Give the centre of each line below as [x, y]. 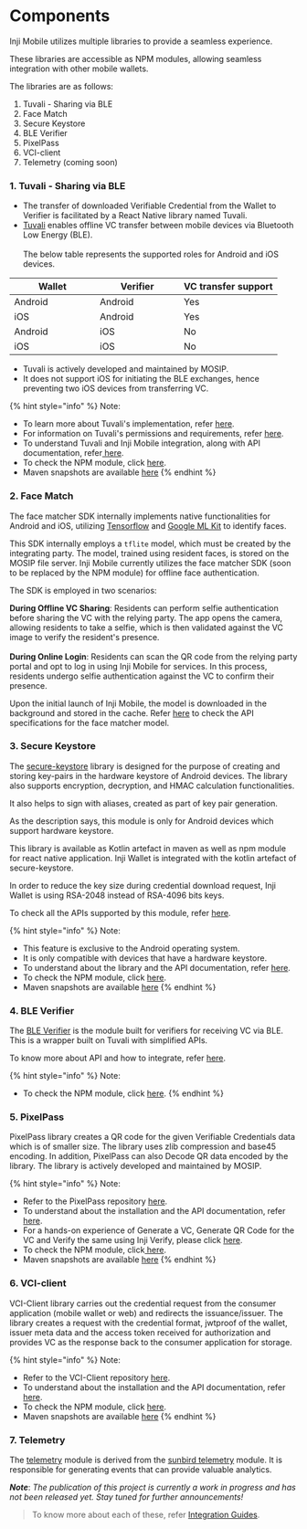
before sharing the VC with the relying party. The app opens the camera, [146, 617]
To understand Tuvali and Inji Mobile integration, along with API [141, 443]
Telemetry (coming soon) [70, 162]
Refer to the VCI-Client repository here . [96, 1377]
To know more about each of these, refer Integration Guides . [146, 1515]
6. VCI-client [38, 1283]
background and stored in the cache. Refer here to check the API [132, 712]
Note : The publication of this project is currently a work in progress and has [153, 1487]
